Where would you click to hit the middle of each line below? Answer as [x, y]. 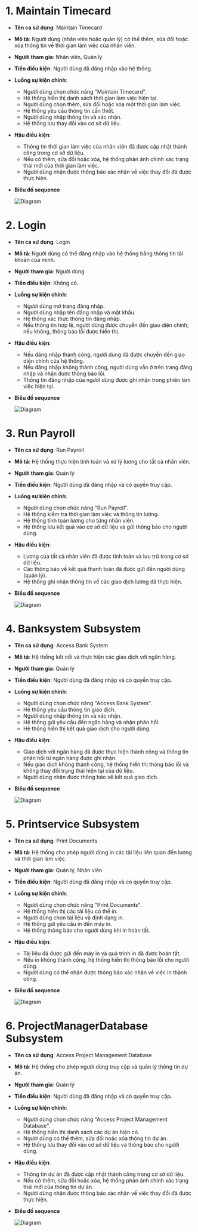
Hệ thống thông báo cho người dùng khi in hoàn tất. [86, 930]
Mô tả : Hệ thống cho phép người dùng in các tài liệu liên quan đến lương [103, 852]
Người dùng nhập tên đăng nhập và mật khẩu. [79, 312]
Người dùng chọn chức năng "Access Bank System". [88, 703]
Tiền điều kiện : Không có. [46, 283]
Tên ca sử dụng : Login [42, 242]
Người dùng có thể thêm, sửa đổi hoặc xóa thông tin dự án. [95, 1138]
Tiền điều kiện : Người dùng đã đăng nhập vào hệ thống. [83, 68]
